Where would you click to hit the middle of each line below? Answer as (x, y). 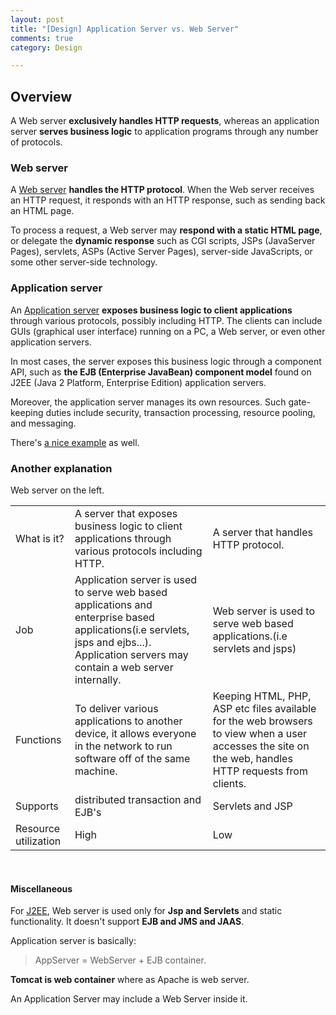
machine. (96, 771)
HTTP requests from (260, 771)
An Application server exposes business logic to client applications (151, 310)
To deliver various (116, 708)
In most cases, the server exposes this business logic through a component (166, 361)
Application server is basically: (73, 941)
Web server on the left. (57, 490)
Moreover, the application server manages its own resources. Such (148, 402)
